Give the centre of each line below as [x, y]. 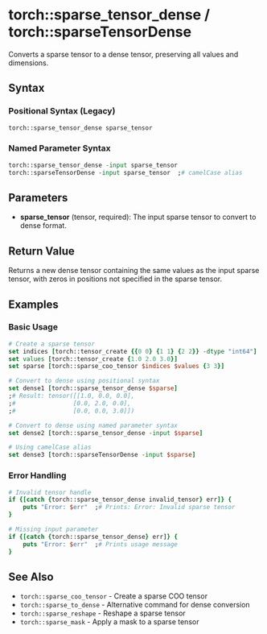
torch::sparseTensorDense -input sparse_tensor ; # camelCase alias [125, 172]
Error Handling [37, 475]
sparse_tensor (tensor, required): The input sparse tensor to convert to [138, 217]
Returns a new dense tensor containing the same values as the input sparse [134, 271]
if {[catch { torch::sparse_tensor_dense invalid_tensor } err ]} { [120, 500]
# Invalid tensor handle [50, 492]
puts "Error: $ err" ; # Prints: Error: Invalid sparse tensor [129, 508]
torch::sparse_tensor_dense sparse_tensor [80, 128]
